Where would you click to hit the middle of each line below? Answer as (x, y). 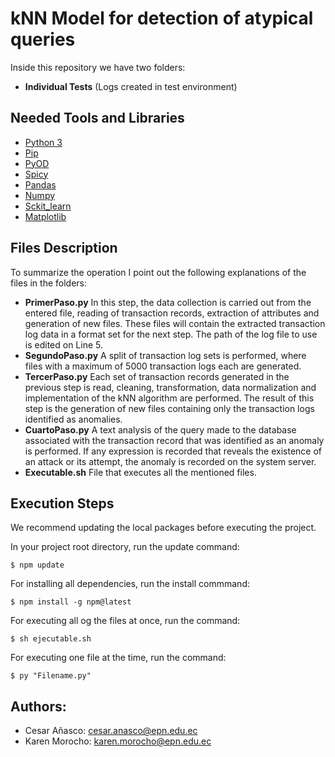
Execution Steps (62, 503)
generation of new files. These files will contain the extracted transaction (175, 323)
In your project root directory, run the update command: (125, 547)
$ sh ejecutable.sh (51, 639)
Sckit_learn (48, 206)
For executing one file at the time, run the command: (118, 658)
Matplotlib (45, 216)
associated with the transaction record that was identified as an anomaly (174, 440)
